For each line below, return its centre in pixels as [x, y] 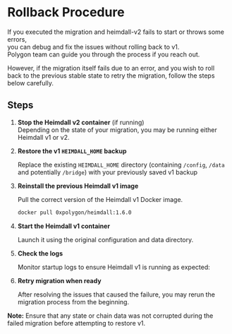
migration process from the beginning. [73, 302]
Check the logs [40, 253]
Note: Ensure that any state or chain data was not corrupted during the [110, 316]
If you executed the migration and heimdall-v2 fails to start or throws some [116, 32]
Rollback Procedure [66, 12]
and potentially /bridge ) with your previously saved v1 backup [108, 172]
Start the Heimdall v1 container [64, 226]
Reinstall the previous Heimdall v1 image [78, 186]
